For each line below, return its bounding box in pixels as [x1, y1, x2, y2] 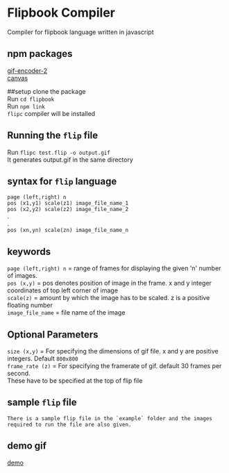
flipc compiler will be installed [7, 109, 96, 117]
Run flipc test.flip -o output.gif [7, 148, 111, 156]
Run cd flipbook [7, 94, 55, 103]
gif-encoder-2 [7, 66, 47, 74]
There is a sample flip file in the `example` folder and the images [7, 415, 213, 422]
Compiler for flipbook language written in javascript [7, 28, 154, 36]
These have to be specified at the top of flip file [7, 376, 143, 385]
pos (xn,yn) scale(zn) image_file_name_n [7, 227, 129, 234]
